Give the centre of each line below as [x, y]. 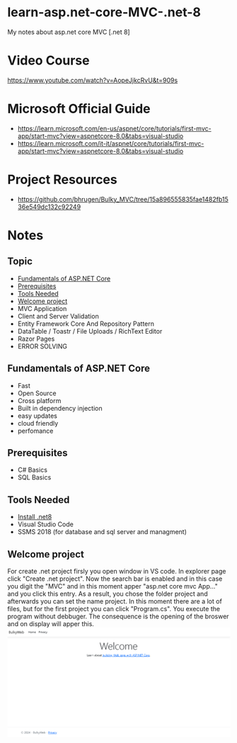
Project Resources [63, 180]
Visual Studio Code [46, 524]
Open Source [37, 393]
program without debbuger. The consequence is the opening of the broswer [118, 616]
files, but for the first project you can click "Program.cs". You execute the [114, 609]
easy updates [37, 416]
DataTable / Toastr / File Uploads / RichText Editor [90, 331]
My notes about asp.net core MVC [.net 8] [69, 32]
